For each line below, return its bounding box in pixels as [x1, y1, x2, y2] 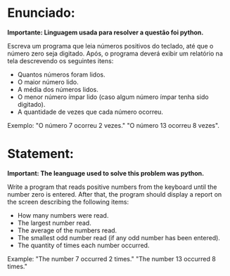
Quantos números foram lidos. [17, 70, 106, 79]
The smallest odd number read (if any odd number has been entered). [17, 233, 220, 242]
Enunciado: [7, 5, 75, 21]
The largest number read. [17, 218, 91, 227]
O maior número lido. [17, 77, 79, 86]
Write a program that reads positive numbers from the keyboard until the [7, 183, 217, 191]
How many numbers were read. [17, 211, 109, 219]
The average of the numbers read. [17, 226, 117, 235]
